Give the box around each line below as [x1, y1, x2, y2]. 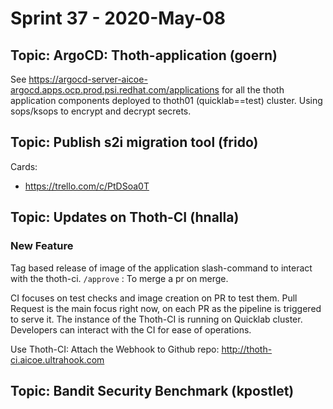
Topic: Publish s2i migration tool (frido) [10, 134, 259, 151]
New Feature [10, 239, 74, 253]
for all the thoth [221, 84, 285, 96]
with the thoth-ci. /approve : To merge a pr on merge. [10, 272, 229, 284]
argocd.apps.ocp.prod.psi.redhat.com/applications [10, 84, 220, 96]
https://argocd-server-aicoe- [28, 73, 148, 85]
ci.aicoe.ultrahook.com [10, 353, 105, 366]
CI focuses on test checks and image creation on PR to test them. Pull [10, 292, 298, 304]
